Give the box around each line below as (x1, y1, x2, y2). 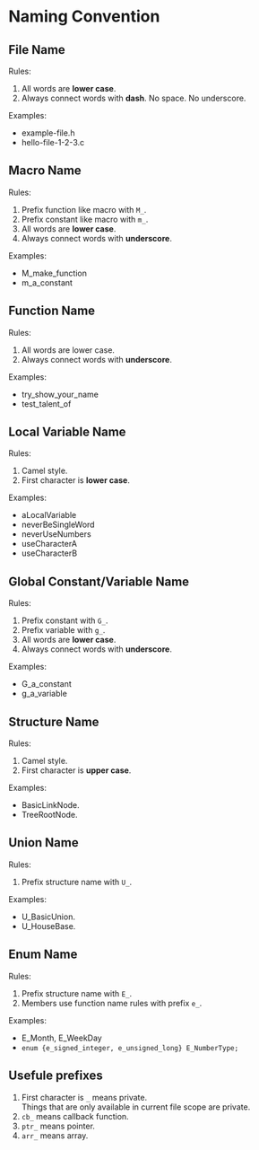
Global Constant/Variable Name (8, 574, 190, 589)
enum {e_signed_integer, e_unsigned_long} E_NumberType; (21, 1043, 239, 1052)
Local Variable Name (8, 425, 126, 440)
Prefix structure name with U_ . (21, 876, 133, 887)
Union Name (8, 835, 79, 850)
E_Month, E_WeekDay (21, 1032, 102, 1043)
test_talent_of (21, 398, 72, 409)
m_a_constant (21, 277, 73, 288)
